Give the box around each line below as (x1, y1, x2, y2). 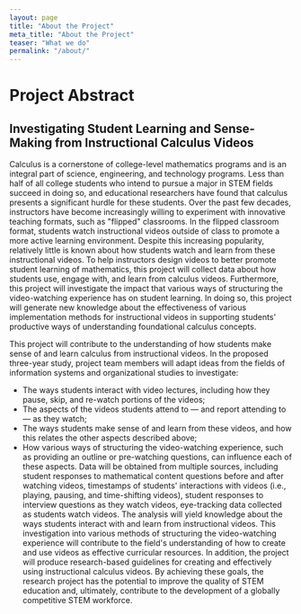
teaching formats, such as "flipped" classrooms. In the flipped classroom (9, 217, 279, 227)
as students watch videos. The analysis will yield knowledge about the (22, 509, 283, 520)
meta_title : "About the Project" (9, 30, 135, 39)
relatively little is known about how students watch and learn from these (9, 245, 276, 256)
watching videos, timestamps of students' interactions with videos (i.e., (22, 480, 287, 491)
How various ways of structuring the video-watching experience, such (22, 442, 284, 453)
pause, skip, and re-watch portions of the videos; (22, 395, 206, 405)
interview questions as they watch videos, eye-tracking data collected (22, 500, 283, 511)
